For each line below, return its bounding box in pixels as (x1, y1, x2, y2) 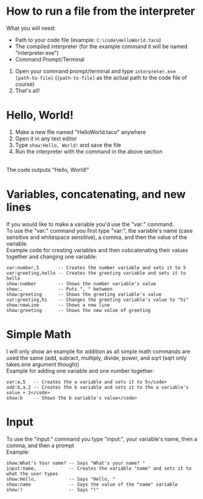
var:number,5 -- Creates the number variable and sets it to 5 (6, 264, 187, 271)
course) (15, 80, 35, 88)
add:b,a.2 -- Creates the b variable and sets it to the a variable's (6, 384, 189, 391)
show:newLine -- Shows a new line (6, 302, 111, 308)
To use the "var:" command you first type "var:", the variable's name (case (6, 227, 193, 234)
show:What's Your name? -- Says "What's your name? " (6, 460, 146, 466)
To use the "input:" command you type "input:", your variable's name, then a (6, 435, 198, 442)
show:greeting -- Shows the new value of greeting (6, 307, 151, 313)
